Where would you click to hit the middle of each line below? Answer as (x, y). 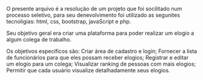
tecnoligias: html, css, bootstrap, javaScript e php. (69, 21)
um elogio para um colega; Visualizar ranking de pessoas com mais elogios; (101, 64)
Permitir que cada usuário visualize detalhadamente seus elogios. (88, 70)
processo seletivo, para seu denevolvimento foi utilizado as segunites (93, 15)
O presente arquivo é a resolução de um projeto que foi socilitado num (94, 9)
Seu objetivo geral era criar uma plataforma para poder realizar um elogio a (100, 33)
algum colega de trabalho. (39, 39)
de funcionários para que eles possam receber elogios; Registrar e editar (98, 57)
